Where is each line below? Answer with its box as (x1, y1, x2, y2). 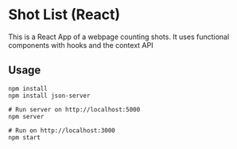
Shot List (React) (8, 6, 121, 24)
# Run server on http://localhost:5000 (8, 105, 141, 113)
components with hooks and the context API (8, 40, 153, 49)
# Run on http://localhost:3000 (8, 126, 115, 135)
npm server (8, 112, 45, 120)
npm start (8, 133, 41, 141)
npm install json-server (8, 92, 91, 100)
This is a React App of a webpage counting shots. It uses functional (8, 32, 230, 41)
